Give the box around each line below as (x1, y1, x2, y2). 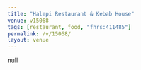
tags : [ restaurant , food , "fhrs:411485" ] (7, 23, 132, 30)
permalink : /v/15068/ (7, 30, 72, 37)
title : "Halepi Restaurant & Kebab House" (7, 10, 135, 18)
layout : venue (7, 37, 50, 44)
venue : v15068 (7, 17, 50, 24)
